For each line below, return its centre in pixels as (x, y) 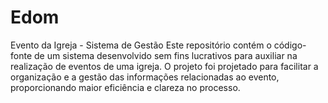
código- (290, 45)
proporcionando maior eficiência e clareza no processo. (125, 87)
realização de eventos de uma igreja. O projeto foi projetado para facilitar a (164, 66)
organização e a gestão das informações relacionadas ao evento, (145, 77)
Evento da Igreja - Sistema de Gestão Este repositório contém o (141, 45)
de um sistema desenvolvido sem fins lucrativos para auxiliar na (165, 55)
